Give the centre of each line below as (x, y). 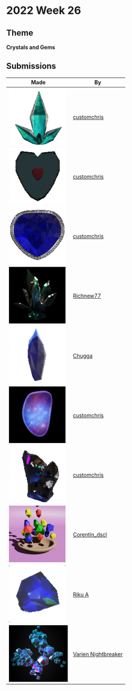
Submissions (31, 66)
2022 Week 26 (44, 11)
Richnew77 (87, 296)
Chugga (83, 355)
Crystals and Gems (31, 47)
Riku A (81, 594)
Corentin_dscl (90, 535)
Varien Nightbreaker (98, 654)
